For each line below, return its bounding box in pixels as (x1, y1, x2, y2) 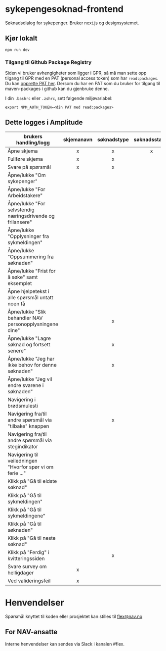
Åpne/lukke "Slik (7, 308, 46, 315)
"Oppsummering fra (7, 253, 54, 260)
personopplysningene (7, 321, 58, 327)
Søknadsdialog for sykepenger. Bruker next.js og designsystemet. (5, 20, 139, 26)
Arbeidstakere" (7, 192, 43, 199)
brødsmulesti (7, 402, 38, 409)
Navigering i (7, 396, 36, 403)
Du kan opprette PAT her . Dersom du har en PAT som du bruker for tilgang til (5, 81, 161, 87)
